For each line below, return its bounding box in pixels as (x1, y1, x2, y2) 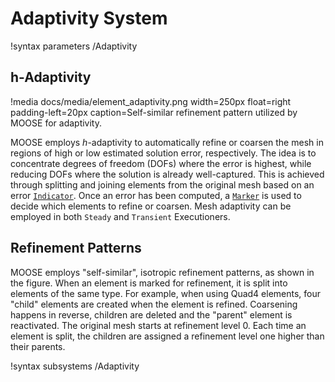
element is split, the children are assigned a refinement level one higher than (10, 330, 325, 342)
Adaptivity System (10, 7, 168, 30)
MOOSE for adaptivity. (10, 117, 103, 129)
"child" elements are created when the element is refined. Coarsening (10, 298, 298, 310)
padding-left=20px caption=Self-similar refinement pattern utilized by (10, 106, 298, 118)
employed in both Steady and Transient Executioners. (10, 210, 231, 222)
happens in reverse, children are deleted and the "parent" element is (10, 308, 293, 321)
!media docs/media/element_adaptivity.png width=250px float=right (10, 95, 292, 107)
